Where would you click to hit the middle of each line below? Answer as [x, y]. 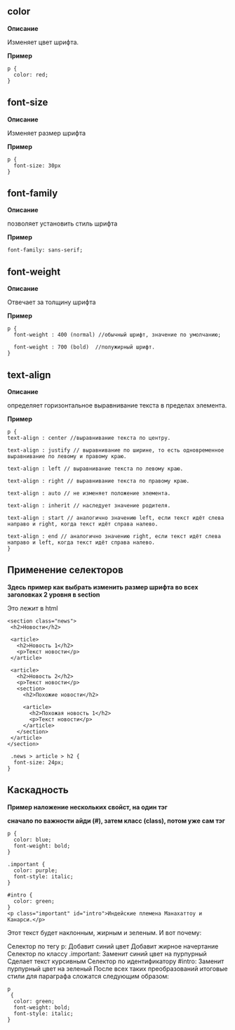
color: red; [31, 74]
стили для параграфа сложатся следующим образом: [88, 976]
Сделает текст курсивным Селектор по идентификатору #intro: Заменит [116, 961]
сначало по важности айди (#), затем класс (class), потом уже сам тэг [116, 821]
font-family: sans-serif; [45, 250]
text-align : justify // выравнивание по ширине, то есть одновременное [116, 450]
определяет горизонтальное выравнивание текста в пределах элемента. [117, 405]
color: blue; [33, 840]
